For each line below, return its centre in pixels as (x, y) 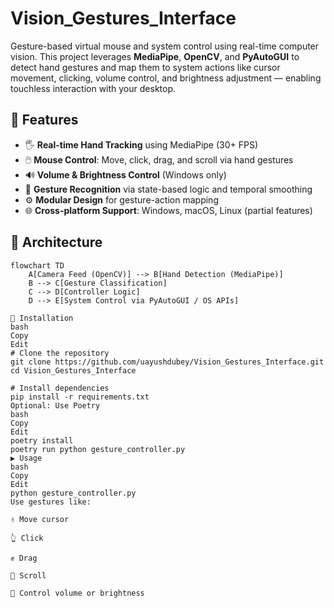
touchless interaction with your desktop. (93, 88)
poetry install (42, 440)
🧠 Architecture (56, 242)
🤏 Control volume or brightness (77, 593)
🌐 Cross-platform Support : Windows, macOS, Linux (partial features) (168, 210)
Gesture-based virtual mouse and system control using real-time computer (165, 46)
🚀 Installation (42, 318)
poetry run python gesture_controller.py (98, 449)
